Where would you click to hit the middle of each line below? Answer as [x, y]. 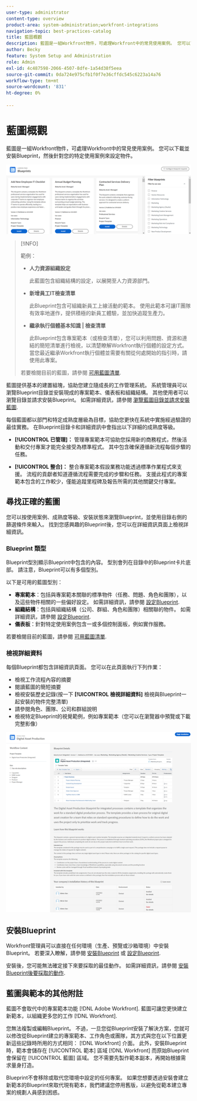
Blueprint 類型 [26, 548]
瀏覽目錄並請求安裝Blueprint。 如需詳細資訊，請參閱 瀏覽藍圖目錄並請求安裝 [98, 399]
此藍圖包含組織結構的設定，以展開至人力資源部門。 [91, 281]
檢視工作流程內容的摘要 [43, 680]
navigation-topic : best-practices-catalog [59, 31]
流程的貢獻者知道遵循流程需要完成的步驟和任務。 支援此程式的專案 [107, 474]
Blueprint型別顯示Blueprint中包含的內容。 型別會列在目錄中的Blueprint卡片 [96, 562]
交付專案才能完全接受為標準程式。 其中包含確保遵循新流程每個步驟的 [108, 446]
